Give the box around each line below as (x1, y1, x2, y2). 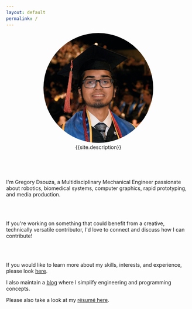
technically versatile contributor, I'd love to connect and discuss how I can (6, 226, 185, 233)
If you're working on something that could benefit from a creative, (6, 220, 165, 227)
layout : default (6, 9, 46, 15)
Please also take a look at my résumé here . (6, 296, 109, 303)
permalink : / (6, 15, 38, 22)
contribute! (6, 232, 33, 239)
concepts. (6, 285, 30, 292)
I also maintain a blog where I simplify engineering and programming (6, 279, 172, 286)
